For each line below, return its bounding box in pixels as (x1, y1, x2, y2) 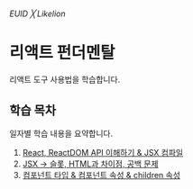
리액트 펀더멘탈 (9, 42, 115, 63)
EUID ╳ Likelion (9, 8, 66, 19)
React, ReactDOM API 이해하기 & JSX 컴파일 (22, 148, 183, 158)
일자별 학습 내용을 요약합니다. (9, 128, 114, 139)
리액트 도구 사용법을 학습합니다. (9, 74, 121, 85)
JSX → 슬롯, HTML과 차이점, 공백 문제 (22, 158, 160, 169)
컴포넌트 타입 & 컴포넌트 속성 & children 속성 (22, 170, 180, 181)
